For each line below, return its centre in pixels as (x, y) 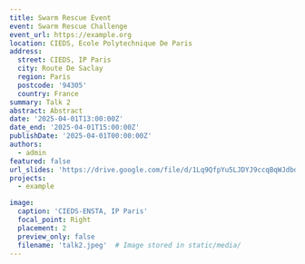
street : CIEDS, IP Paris (64, 60)
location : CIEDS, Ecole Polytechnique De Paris (101, 43)
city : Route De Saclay (60, 69)
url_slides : (32, 170)
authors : (26, 144)
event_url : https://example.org (70, 34)
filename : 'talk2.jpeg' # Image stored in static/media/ (130, 245)
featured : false (40, 161)
